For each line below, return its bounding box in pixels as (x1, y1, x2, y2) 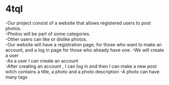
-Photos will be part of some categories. (5, 31, 91, 37)
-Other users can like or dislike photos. (5, 36, 87, 42)
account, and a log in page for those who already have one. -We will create (5, 47, 164, 53)
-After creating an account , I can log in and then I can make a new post (5, 63, 157, 69)
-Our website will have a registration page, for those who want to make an (5, 41, 162, 47)
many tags (5, 74, 28, 80)
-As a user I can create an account (5, 58, 79, 64)
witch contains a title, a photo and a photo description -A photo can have (5, 68, 160, 74)
